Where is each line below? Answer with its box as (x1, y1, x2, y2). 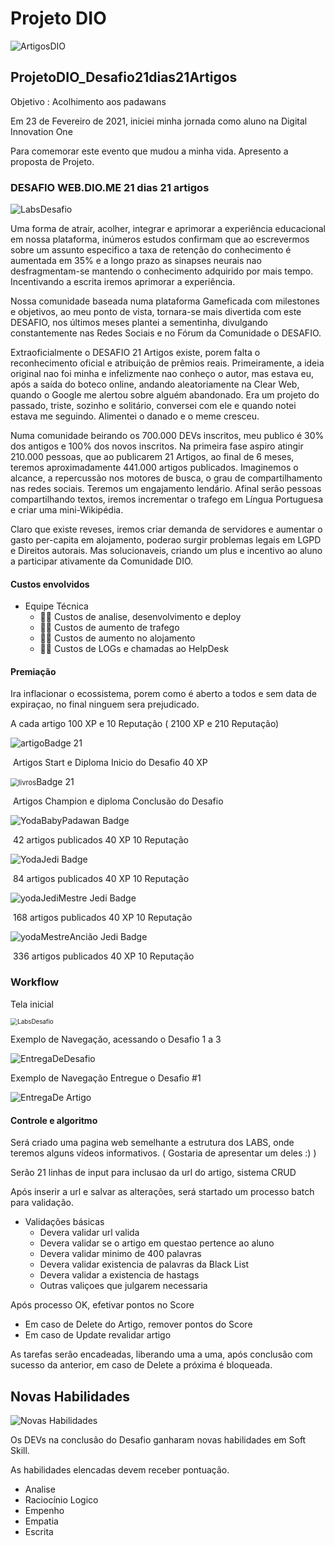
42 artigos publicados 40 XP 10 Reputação (12, 834, 190, 846)
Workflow (10, 975, 60, 989)
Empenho (24, 1504, 65, 1516)
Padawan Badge (61, 815, 130, 827)
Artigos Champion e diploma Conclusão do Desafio (12, 795, 224, 807)
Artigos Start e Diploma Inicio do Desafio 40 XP (12, 757, 208, 769)
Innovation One (10, 125, 73, 137)
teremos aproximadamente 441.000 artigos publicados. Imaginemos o (10, 462, 299, 474)
